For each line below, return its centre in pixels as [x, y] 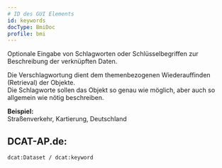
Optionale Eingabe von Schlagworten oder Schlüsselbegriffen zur [103, 54]
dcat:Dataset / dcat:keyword [50, 158]
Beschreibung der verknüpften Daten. [62, 62]
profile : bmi [27, 34]
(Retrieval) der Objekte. [41, 83]
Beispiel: [21, 111]
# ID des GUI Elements [41, 14]
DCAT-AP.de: [37, 141]
